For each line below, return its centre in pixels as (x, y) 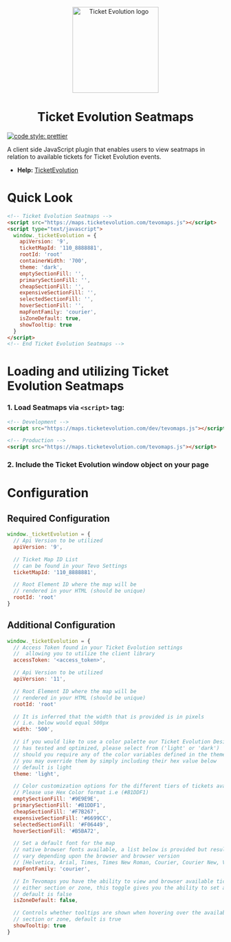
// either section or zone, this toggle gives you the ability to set (117, 888)
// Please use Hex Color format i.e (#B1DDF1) (81, 793)
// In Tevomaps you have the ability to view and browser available (113, 881)
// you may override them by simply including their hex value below (115, 761)
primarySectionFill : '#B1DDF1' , (60, 806)
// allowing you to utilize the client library (84, 654)
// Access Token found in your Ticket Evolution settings (98, 647)
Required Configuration (58, 518)
